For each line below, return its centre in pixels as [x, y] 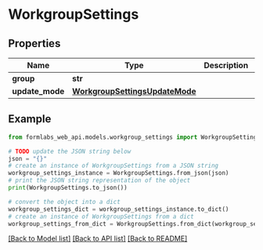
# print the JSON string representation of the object [99, 181]
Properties [34, 43]
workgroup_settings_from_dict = [61, 224]
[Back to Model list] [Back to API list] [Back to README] [98, 239]
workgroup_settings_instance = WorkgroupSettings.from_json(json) [119, 173]
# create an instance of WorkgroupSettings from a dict [101, 216]
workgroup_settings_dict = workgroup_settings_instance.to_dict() [119, 209]
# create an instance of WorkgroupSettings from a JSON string [113, 166]
